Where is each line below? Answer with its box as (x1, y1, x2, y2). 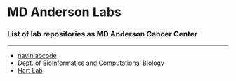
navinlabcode (17, 52, 58, 60)
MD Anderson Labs (7, 4, 122, 20)
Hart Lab (17, 66, 44, 75)
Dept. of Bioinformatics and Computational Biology (17, 59, 165, 67)
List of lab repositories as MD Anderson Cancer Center (7, 29, 198, 39)
